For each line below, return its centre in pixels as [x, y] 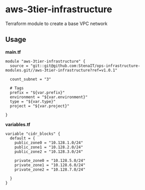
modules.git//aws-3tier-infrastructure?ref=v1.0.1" [61, 70]
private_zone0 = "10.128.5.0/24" [50, 160]
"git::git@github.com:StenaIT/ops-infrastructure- [85, 66]
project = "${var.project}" [40, 106]
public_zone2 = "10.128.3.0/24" [49, 152]
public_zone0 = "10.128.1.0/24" [49, 142]
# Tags [17, 88]
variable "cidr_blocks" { [33, 134]
